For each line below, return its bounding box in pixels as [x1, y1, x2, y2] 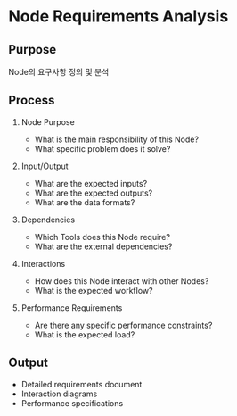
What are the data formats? [34, 196, 135, 207]
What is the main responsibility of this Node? [34, 134, 200, 145]
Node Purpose [20, 116, 75, 127]
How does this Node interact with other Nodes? [34, 275, 209, 287]
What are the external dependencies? [34, 241, 173, 252]
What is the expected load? [34, 329, 135, 340]
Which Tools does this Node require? [34, 231, 171, 242]
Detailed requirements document [20, 379, 143, 389]
